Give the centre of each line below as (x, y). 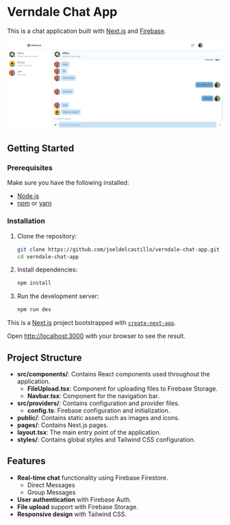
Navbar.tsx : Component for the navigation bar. (93, 395)
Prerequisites (30, 167)
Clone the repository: (47, 236)
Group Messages (51, 492)
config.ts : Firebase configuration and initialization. (99, 410)
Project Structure (44, 357)
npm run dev (34, 310)
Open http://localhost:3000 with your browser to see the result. (97, 336)
